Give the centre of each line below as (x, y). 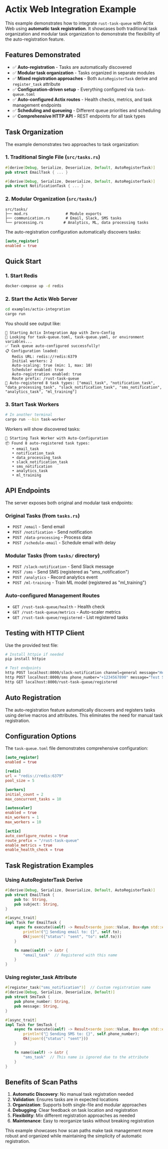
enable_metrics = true (29, 845)
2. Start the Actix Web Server (41, 299)
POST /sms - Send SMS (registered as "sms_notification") (71, 572)
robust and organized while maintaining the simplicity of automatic (74, 1136)
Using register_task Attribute (41, 977)
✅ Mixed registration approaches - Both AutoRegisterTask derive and (85, 78)
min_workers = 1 (22, 818)
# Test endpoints (23, 668)
